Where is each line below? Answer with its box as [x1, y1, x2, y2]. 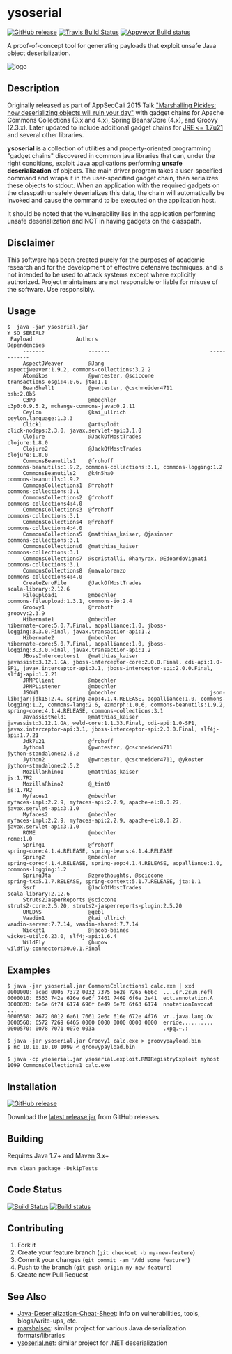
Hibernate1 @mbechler [22, 616, 117, 623]
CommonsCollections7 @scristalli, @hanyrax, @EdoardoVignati [22, 555, 208, 562]
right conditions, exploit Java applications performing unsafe [7, 159, 183, 167]
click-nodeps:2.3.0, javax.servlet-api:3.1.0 [7, 427, 141, 435]
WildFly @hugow [22, 939, 108, 947]
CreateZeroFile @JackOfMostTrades [22, 579, 141, 586]
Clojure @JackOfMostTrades [22, 433, 141, 440]
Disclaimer [7, 237, 55, 249]
